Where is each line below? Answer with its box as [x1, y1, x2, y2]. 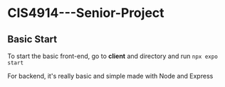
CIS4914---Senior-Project [7, 5, 165, 21]
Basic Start [7, 33, 58, 45]
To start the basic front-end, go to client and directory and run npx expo [7, 52, 219, 60]
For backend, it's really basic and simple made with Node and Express [7, 72, 214, 80]
